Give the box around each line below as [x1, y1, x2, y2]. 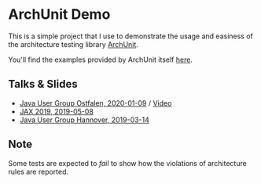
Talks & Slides [8, 78, 79, 91]
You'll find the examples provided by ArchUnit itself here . [8, 55, 193, 64]
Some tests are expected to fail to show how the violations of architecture [8, 158, 248, 168]
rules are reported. [8, 167, 69, 176]
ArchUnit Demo [8, 5, 111, 23]
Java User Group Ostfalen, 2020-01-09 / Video [19, 98, 172, 107]
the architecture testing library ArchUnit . [8, 39, 139, 49]
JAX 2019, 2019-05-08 [19, 106, 94, 116]
